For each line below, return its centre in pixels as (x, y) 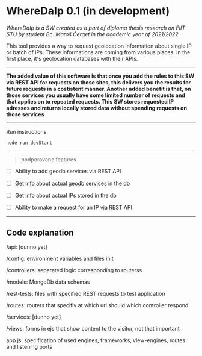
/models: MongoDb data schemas (48, 282)
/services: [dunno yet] (34, 317)
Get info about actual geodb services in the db (72, 183)
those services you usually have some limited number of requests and (96, 95)
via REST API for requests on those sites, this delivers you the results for (99, 82)
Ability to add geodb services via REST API (68, 171)
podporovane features (48, 159)
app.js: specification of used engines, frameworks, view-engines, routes (96, 340)
